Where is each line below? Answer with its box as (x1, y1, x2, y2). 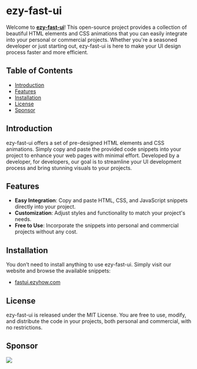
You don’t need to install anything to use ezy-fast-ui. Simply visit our (6, 261, 172, 268)
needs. (14, 216, 32, 223)
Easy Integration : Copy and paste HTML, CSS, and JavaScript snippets (14, 197, 188, 204)
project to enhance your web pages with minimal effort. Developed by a (6, 151, 179, 159)
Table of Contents (6, 66, 74, 76)
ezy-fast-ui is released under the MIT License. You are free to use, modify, (6, 311, 186, 318)
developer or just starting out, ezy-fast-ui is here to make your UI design (6, 42, 181, 50)
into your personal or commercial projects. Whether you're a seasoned (6, 36, 178, 43)
